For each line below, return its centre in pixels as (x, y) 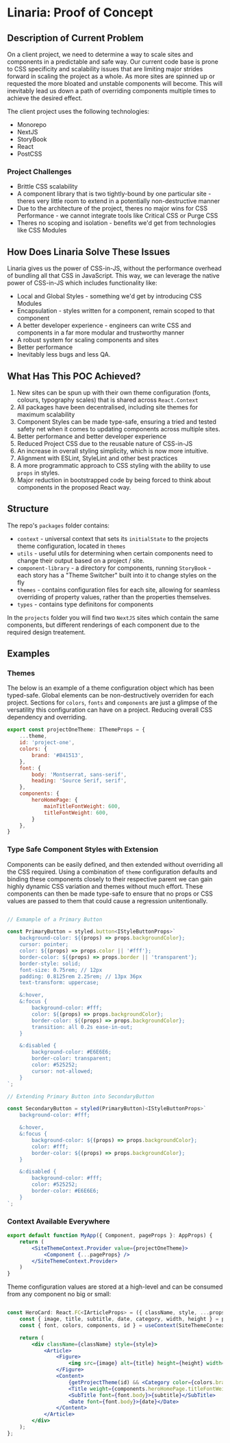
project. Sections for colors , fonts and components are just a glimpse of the (112, 703)
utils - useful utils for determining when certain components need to (115, 553)
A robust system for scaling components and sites (88, 340)
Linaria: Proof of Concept (80, 13)
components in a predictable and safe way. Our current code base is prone (113, 62)
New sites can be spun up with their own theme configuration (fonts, (114, 392)
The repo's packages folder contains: (58, 525)
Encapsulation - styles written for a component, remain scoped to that (116, 311)
